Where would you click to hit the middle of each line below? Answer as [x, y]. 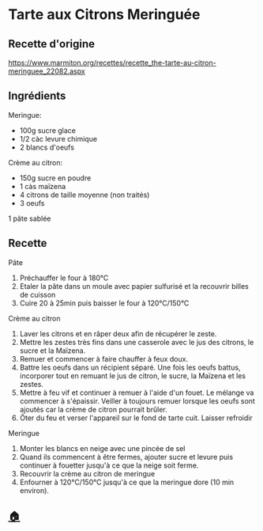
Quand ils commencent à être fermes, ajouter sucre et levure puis [126, 457]
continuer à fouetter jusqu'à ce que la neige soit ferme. [109, 465]
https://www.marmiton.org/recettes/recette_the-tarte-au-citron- [112, 63]
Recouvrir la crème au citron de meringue [87, 473]
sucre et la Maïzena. [53, 351]
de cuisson [38, 294]
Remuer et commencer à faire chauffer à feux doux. [103, 358]
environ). [34, 490]
